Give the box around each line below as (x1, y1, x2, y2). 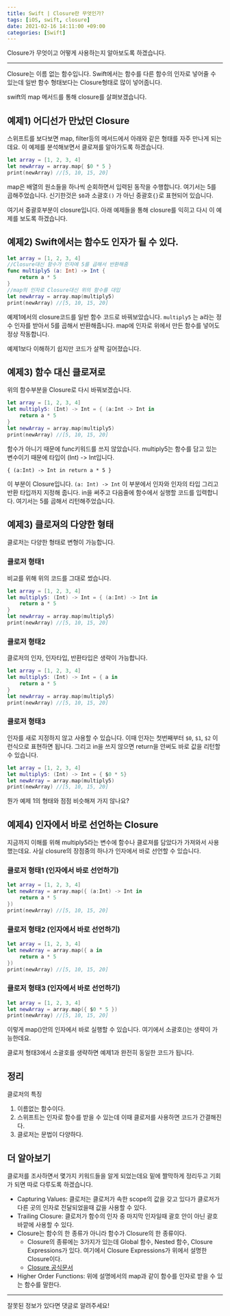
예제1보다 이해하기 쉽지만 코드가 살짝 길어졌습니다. (7, 344, 142, 353)
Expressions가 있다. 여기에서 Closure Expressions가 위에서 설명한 (27, 1246, 207, 1254)
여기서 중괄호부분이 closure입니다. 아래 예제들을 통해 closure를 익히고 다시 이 (7, 206, 215, 214)
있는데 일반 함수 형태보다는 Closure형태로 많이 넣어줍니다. (7, 78, 162, 86)
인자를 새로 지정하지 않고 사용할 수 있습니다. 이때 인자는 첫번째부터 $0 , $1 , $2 (7, 734, 211, 742)
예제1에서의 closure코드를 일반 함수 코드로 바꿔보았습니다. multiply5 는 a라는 (7, 312, 215, 321)
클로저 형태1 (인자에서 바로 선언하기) (7, 866, 119, 875)
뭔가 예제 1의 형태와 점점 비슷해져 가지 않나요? (7, 797, 130, 805)
